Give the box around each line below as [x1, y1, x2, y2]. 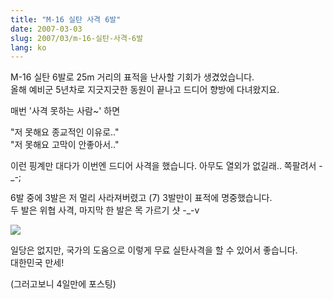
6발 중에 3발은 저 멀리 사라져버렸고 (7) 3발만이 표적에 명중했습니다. [10, 192, 273, 204]
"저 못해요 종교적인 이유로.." [10, 126, 120, 138]
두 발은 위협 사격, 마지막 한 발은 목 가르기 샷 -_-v [10, 204, 200, 216]
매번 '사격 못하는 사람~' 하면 [10, 105, 121, 117]
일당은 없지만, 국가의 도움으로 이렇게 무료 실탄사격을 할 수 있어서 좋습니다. [10, 244, 298, 256]
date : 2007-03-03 [10, 24, 83, 34]
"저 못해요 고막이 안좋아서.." [10, 139, 120, 151]
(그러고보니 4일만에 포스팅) [10, 278, 117, 290]
